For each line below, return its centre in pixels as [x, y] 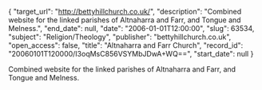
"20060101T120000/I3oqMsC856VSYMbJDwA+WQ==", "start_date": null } [131, 54]
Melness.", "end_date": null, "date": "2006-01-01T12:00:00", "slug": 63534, [131, 28]
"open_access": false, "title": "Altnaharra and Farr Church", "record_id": [126, 45]
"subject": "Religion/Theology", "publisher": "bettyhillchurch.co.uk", [120, 37]
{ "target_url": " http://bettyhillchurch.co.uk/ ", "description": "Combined [125, 12]
